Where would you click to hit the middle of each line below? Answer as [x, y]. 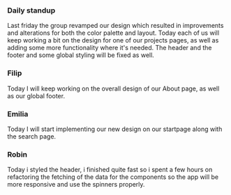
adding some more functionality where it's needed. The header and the [110, 48]
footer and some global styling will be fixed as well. [81, 55]
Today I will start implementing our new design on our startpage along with [115, 129]
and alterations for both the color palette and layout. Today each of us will [113, 33]
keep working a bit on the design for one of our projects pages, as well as [113, 40]
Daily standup [31, 10]
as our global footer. [36, 95]
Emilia [18, 114]
